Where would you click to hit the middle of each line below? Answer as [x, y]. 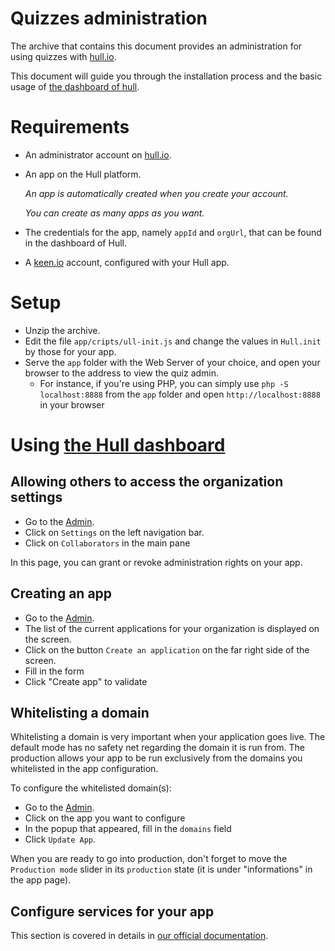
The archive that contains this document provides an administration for [156, 46]
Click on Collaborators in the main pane [107, 543]
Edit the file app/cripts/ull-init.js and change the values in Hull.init [173, 341]
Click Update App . [60, 839]
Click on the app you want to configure [105, 818]
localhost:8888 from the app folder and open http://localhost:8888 [180, 394]
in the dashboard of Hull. [75, 243]
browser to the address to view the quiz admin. [122, 373]
